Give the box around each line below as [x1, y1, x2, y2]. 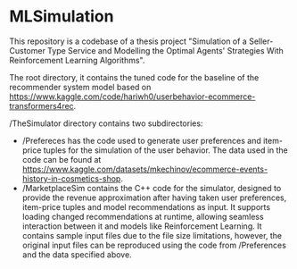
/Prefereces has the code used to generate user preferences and [21, 135, 261, 146]
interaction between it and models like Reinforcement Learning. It [21, 221, 262, 231]
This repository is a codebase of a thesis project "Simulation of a [9, 36, 247, 46]
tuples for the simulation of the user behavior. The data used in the [43, 145, 288, 156]
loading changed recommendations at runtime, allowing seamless [21, 211, 265, 222]
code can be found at [21, 154, 102, 164]
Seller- [248, 36, 274, 46]
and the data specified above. [21, 248, 132, 260]
